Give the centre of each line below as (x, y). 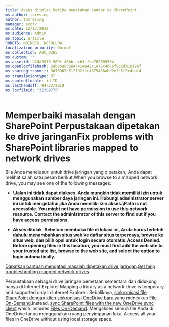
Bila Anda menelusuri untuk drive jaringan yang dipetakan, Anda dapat (79, 172)
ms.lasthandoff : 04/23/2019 (35, 85)
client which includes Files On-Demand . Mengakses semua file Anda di (79, 308)
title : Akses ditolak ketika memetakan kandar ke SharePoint (71, 10)
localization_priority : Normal (38, 48)
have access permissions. (41, 220)
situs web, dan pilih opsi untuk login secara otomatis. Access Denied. (87, 240)
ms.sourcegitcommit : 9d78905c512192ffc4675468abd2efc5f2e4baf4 (73, 71)
